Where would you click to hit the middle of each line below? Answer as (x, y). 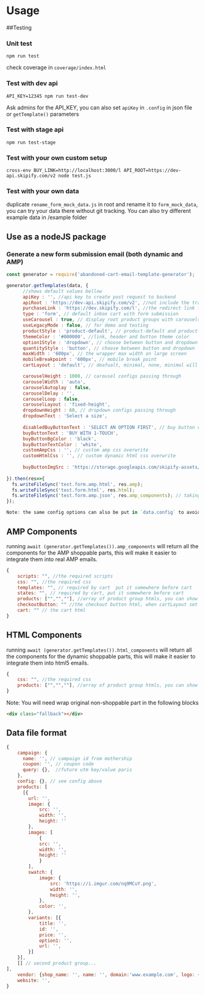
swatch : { (41, 873)
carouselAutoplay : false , (57, 387)
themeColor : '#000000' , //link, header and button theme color (106, 337)
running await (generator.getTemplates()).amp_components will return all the (103, 546)
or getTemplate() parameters (43, 114)
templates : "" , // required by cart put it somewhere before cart (105, 587)
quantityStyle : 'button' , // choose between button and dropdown (109, 348)
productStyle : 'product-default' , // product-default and (99, 331)
